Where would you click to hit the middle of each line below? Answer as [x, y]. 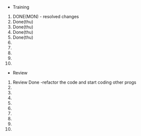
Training [21, 7]
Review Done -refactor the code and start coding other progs [74, 82]
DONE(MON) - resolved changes [46, 16]
